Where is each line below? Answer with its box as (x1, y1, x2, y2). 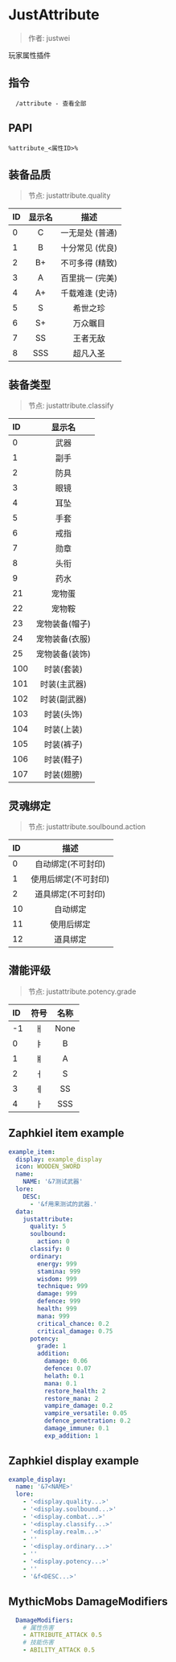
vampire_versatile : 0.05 (43, 1410, 128, 1418)
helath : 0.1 (43, 1372, 84, 1380)
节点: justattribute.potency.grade (27, 987, 137, 996)
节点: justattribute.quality (27, 191, 111, 200)
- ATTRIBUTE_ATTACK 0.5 (23, 1631, 103, 1639)
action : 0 (37, 1237, 70, 1245)
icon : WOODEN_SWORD (15, 1163, 81, 1171)
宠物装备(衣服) (35, 634, 91, 645)
